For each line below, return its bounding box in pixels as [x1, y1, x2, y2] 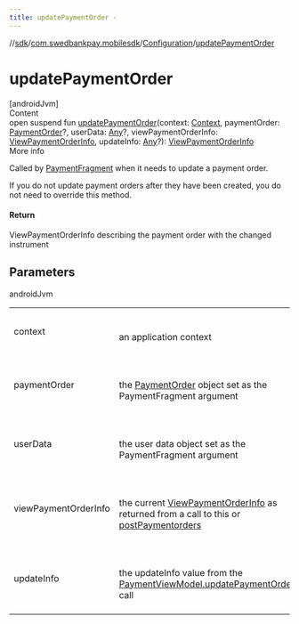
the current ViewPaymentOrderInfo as [118, 496, 278, 508]
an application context [118, 330, 212, 343]
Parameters [9, 264, 76, 280]
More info [9, 145, 45, 156]
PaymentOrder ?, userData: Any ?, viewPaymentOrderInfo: [9, 126, 218, 137]
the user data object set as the [118, 437, 246, 450]
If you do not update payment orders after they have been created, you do [9, 180, 282, 190]
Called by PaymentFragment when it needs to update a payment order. [9, 162, 269, 174]
